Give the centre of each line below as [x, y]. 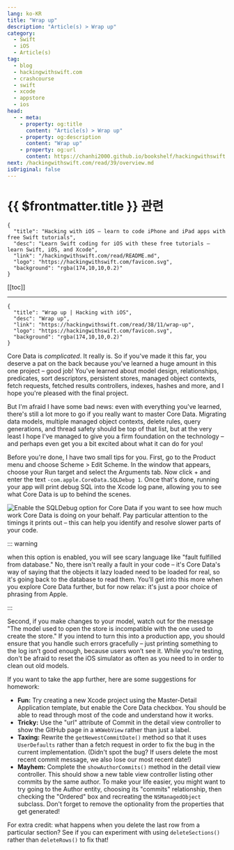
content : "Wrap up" [54, 144]
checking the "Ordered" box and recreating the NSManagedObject [109, 796]
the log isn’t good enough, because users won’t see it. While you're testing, [116, 650]
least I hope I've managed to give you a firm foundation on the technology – [116, 436]
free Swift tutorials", [42, 237]
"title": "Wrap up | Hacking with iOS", [73, 312]
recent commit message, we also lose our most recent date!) [104, 759]
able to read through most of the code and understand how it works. [115, 715]
